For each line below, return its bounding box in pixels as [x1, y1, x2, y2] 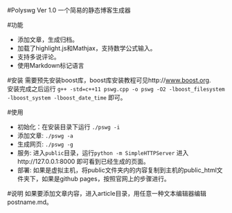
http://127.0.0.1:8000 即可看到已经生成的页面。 [17, 158, 150, 165]
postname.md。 [7, 198, 53, 206]
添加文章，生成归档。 [17, 35, 78, 44]
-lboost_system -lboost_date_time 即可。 [7, 93, 127, 102]
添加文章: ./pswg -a [17, 131, 74, 140]
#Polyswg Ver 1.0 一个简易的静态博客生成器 [7, 6, 132, 14]
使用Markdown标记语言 [17, 62, 84, 69]
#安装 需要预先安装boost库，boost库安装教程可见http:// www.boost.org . [7, 76, 211, 84]
